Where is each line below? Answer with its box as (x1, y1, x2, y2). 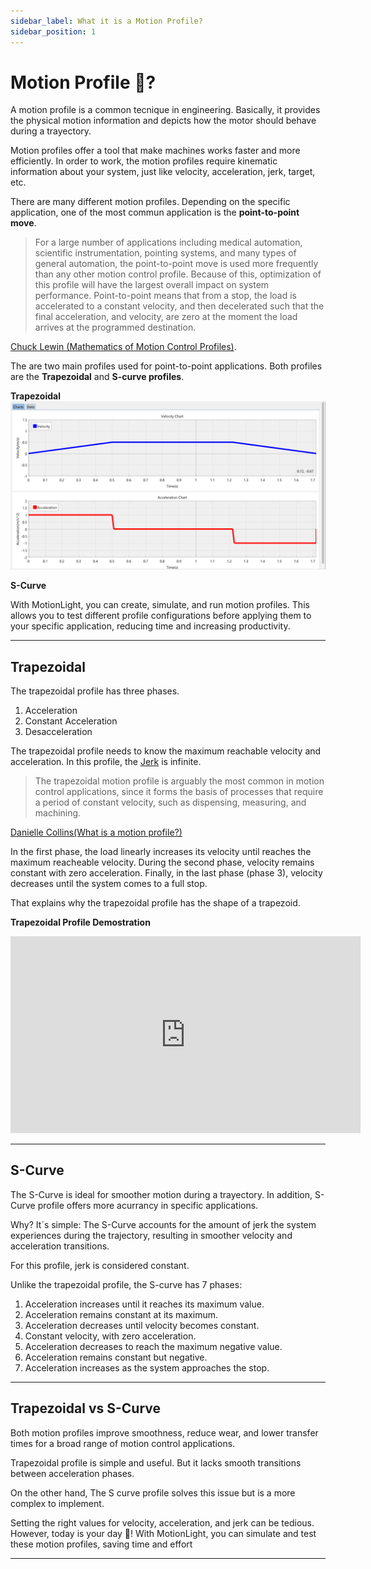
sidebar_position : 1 (10, 26, 97, 37)
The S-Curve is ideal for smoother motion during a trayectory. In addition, (10, 1188, 313, 1200)
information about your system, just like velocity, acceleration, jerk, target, (10, 166, 316, 178)
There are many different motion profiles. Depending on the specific (10, 196, 291, 208)
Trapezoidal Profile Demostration (10, 916, 151, 928)
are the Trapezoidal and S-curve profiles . (10, 371, 185, 383)
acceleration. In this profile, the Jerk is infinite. (10, 755, 202, 767)
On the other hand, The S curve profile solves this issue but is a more (10, 1486, 296, 1499)
